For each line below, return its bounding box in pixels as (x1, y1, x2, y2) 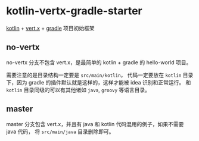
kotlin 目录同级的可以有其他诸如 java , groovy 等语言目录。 (6, 86, 151, 93)
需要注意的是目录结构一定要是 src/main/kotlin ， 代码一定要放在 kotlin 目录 (6, 71, 194, 79)
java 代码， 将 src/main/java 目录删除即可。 (6, 128, 114, 135)
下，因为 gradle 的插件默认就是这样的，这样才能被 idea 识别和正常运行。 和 (6, 79, 191, 86)
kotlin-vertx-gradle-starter (6, 4, 143, 18)
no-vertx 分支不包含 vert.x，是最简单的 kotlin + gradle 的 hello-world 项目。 (6, 58, 192, 66)
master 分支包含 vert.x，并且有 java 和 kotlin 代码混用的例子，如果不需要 (6, 120, 184, 127)
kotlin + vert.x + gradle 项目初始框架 (6, 24, 95, 32)
